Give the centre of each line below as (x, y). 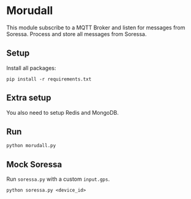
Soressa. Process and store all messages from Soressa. (77, 34)
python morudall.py (31, 146)
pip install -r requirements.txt (49, 79)
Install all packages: (31, 68)
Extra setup (29, 98)
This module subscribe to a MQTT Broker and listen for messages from (96, 27)
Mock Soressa (34, 165)
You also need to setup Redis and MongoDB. (63, 112)
